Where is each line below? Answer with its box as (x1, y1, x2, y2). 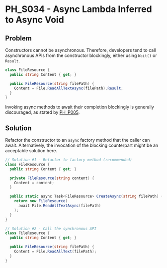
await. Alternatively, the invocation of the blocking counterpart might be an (5, 142, 159, 148)
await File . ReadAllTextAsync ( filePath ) (18, 203, 101, 208)
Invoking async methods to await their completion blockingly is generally (5, 104, 154, 110)
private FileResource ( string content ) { (9, 176, 94, 181)
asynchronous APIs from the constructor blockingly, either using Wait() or (5, 52, 158, 58)
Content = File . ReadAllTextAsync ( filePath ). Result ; (14, 86, 123, 91)
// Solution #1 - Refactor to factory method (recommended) (5, 157, 133, 163)
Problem (5, 34, 32, 42)
